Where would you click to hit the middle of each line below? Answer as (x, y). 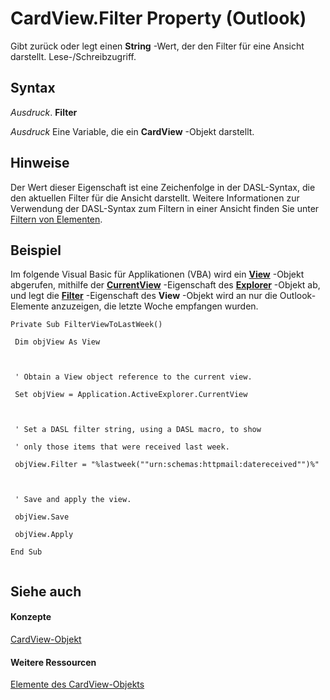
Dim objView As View (57, 342)
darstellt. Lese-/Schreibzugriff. (73, 56)
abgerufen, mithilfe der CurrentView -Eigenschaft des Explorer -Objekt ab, (165, 285)
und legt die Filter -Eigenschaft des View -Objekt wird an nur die (144, 296)
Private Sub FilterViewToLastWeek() (86, 325)
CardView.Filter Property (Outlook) (158, 18)
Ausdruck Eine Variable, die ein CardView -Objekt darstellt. (132, 131)
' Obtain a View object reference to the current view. (133, 377)
